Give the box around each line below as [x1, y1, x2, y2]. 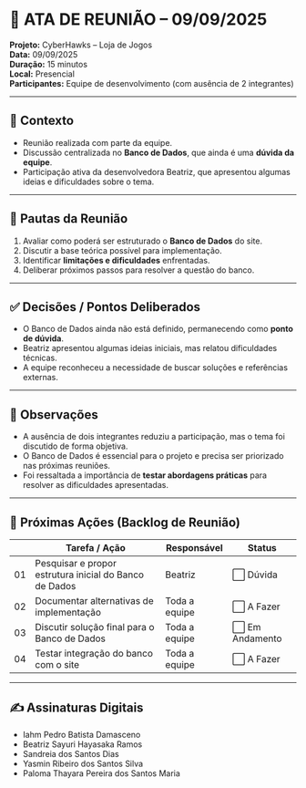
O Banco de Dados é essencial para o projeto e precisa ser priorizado [22, 451, 284, 461]
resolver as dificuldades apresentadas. [22, 480, 168, 491]
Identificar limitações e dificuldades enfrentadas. [22, 254, 210, 265]
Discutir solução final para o [35, 621, 155, 633]
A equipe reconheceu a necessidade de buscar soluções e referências [22, 362, 289, 373]
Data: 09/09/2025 [9, 48, 78, 59]
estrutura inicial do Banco [35, 568, 144, 581]
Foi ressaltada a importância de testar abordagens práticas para [22, 470, 267, 481]
